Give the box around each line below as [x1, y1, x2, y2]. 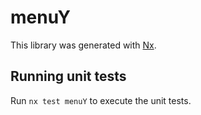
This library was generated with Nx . [10, 39, 157, 51]
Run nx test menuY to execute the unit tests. [10, 94, 192, 106]
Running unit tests [10, 68, 127, 85]
